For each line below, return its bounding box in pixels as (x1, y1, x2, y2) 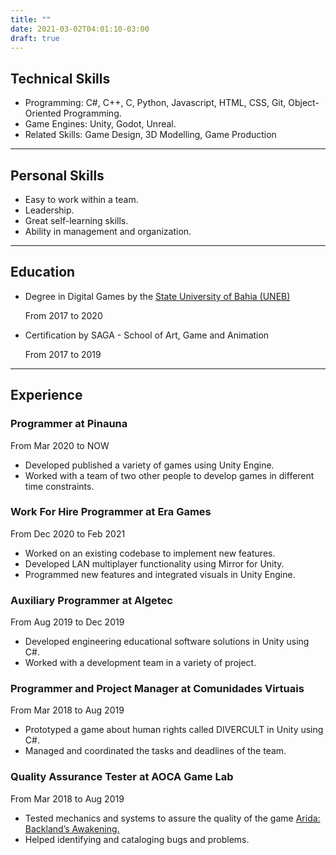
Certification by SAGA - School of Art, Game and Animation (24, 329, 270, 341)
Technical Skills (10, 70, 111, 87)
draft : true (10, 33, 60, 43)
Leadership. (24, 204, 75, 216)
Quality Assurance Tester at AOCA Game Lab (10, 770, 234, 784)
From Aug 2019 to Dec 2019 (10, 616, 125, 628)
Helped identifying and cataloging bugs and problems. (24, 833, 250, 845)
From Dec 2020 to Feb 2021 (10, 527, 126, 540)
